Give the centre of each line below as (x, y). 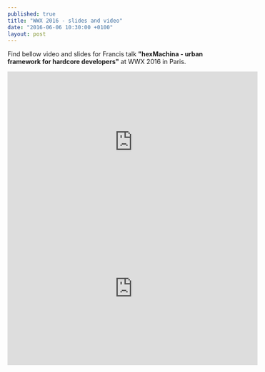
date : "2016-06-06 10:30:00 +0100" (60, 27)
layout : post (27, 34)
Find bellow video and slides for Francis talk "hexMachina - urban (105, 54)
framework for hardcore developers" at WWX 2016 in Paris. (97, 62)
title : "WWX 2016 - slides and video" (65, 21)
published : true (31, 14)
